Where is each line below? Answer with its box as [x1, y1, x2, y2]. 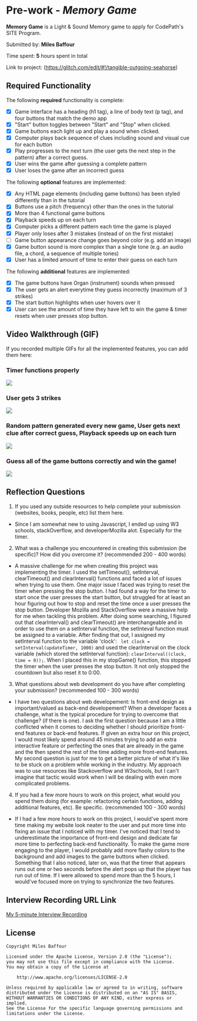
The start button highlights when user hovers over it [14, 299, 141, 306]
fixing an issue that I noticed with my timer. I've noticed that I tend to [14, 828, 181, 835]
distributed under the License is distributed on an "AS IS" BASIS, [6, 990, 178, 996]
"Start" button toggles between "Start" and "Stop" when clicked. [14, 121, 172, 128]
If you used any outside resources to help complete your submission [14, 503, 181, 510]
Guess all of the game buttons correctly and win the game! [6, 457, 177, 465]
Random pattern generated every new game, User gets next [6, 422, 181, 430]
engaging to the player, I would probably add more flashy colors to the [14, 846, 185, 854]
